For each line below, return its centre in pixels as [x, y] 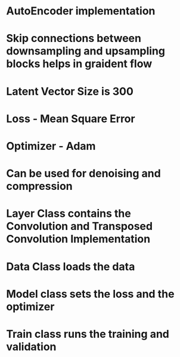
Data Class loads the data [71, 266]
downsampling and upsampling [86, 51]
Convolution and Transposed [80, 226]
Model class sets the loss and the [90, 294]
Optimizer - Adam [51, 146]
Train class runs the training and [88, 334]
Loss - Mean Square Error [71, 119]
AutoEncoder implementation [81, 11]
